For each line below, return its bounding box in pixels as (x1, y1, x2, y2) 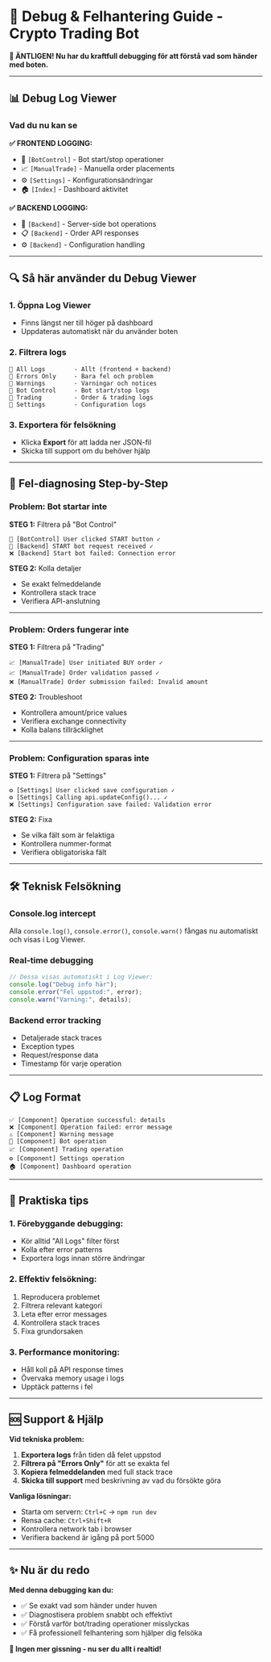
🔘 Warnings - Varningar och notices (9, 379, 158, 387)
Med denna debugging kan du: (9, 1585, 114, 1594)
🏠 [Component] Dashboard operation (9, 1162, 132, 1171)
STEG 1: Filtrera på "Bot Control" (9, 520, 117, 529)
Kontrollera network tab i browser (20, 1524, 132, 1534)
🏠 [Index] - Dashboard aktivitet (20, 184, 129, 194)
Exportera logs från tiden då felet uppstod (20, 1450, 162, 1459)
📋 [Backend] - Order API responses (20, 228, 139, 237)
